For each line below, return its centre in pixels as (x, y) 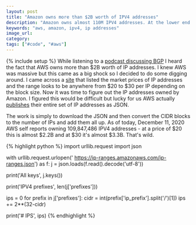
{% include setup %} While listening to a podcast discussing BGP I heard (94, 61)
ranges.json (21, 164)
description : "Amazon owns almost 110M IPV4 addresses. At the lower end (98, 22)
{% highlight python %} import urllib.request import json (74, 146)
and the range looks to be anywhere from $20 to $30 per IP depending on (96, 86)
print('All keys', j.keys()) (34, 175)
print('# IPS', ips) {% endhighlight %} (51, 216)
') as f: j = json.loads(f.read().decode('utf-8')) (89, 164)
